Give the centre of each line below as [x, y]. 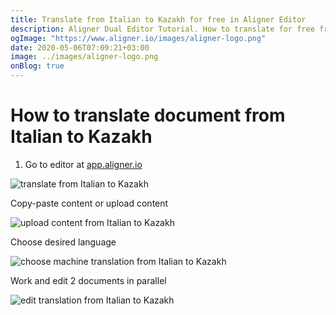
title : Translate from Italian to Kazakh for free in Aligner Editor [158, 19]
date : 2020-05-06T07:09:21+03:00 [80, 47]
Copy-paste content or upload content [89, 203]
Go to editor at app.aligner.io [83, 164]
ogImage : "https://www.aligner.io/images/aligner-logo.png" [138, 38]
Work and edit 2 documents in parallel [88, 280]
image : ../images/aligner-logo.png [84, 57]
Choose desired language [63, 242]
